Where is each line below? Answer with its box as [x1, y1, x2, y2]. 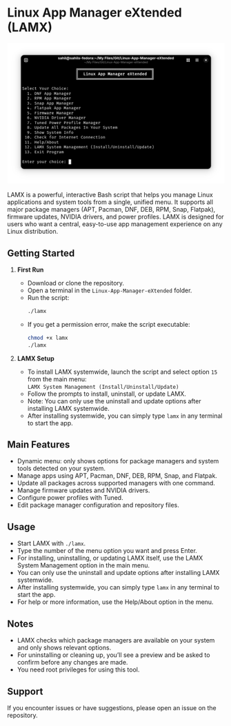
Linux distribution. [7, 228, 59, 236]
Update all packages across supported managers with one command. [17, 479, 216, 487]
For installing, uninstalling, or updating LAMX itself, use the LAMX [17, 554, 203, 563]
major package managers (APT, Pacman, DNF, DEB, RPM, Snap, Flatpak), [7, 205, 216, 214]
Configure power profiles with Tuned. [17, 494, 123, 502]
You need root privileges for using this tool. [17, 665, 140, 674]
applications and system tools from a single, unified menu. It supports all [7, 198, 214, 206]
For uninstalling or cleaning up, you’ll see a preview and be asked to [17, 651, 210, 659]
